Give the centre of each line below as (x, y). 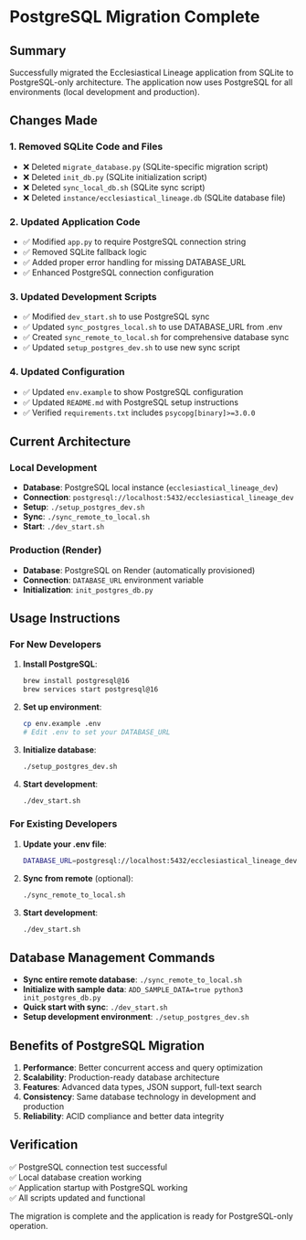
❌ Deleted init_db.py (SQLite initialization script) (115, 176)
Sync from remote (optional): (78, 878)
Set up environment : (62, 707)
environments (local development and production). (105, 92)
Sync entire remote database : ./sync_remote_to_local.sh (132, 979)
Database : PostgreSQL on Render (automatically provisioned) (139, 570)
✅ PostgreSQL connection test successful (88, 1167)
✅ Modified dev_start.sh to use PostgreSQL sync (116, 316)
